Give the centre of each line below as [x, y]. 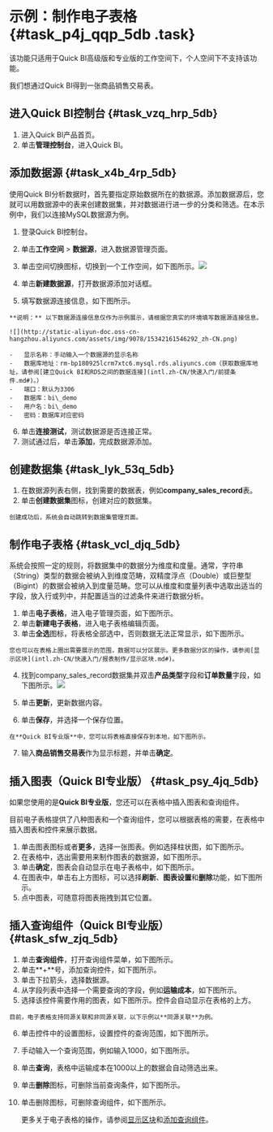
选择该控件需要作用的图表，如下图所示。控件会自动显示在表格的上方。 [138, 1000]
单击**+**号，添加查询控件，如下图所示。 [91, 969]
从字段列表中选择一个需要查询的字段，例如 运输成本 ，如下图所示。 [131, 990]
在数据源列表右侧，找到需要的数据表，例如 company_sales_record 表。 [139, 490]
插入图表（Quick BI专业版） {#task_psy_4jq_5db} [134, 781]
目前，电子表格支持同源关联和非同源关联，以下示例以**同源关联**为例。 [113, 1017]
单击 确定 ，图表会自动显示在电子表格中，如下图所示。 [110, 867]
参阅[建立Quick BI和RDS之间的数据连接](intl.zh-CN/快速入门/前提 [128, 372]
